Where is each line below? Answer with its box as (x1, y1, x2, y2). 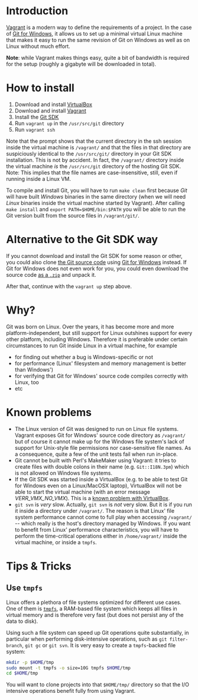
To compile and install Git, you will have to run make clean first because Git (6, 187, 187, 194)
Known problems (6, 405, 92, 419)
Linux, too (14, 378, 40, 386)
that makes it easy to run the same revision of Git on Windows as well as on (6, 36, 190, 43)
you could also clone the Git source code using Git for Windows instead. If (6, 258, 187, 266)
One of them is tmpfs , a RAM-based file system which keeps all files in (6, 605, 177, 612)
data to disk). (6, 618, 38, 625)
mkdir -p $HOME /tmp (6, 659, 54, 665)
